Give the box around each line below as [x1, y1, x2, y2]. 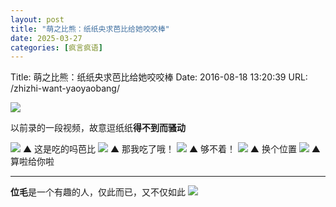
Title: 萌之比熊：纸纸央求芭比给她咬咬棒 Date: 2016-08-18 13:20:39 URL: [10, 71, 308, 83]
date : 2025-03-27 [10, 33, 83, 43]
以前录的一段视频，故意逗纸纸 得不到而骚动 [10, 122, 186, 134]
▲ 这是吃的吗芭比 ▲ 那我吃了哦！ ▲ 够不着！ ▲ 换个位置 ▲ [22, 143, 321, 155]
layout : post [10, 14, 65, 25]
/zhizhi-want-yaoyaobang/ [10, 82, 120, 95]
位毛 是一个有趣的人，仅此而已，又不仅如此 [10, 186, 186, 198]
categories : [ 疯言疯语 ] [10, 42, 103, 53]
